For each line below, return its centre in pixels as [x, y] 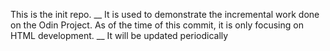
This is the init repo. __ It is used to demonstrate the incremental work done [165, 14]
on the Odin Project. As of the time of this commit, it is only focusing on [157, 25]
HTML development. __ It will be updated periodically [119, 35]
